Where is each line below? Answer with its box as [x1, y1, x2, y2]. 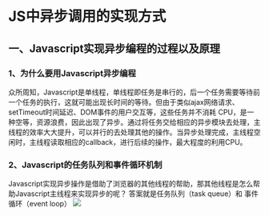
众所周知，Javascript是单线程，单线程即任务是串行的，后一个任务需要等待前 [8, 87, 260, 97]
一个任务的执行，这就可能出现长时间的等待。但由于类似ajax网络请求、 [8, 97, 239, 106]
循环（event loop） [8, 199, 72, 209]
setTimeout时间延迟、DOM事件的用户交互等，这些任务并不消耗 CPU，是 [8, 107, 247, 117]
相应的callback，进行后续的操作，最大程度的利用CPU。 [63, 137, 247, 146]
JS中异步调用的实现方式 [8, 7, 167, 26]
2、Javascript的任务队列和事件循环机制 [8, 159, 163, 170]
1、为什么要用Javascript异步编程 [8, 67, 136, 78]
